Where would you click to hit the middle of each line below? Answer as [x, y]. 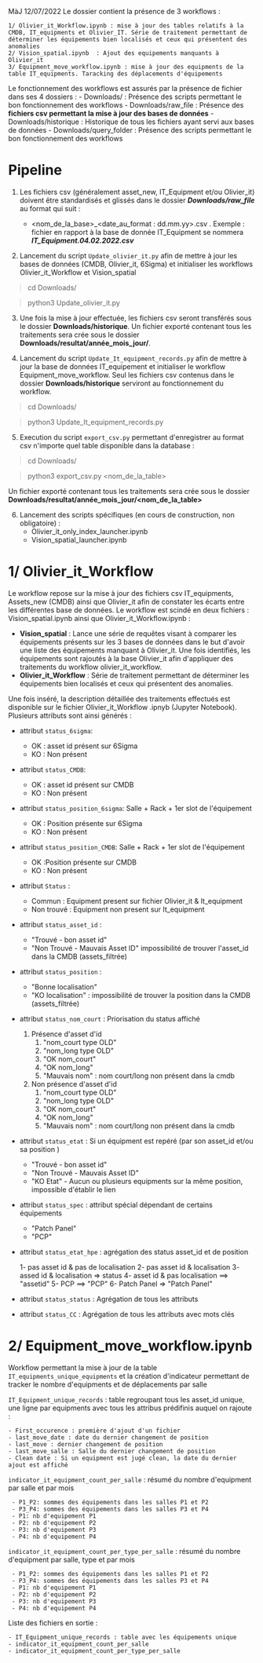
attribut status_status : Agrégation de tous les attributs [109, 1299]
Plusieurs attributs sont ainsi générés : [70, 715]
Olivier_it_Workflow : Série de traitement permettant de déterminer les [134, 675]
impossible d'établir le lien [73, 1190]
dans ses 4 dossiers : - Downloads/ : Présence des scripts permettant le [125, 97]
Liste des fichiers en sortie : [53, 1623]
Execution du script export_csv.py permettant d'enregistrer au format [132, 437]
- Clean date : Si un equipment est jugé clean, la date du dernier [122, 1458]
